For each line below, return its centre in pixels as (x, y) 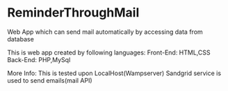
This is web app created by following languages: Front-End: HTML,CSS (109, 52)
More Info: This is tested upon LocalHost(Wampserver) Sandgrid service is (114, 73)
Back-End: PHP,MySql (39, 59)
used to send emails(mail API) (50, 80)
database (21, 39)
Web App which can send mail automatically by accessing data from (105, 32)
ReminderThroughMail (73, 13)
